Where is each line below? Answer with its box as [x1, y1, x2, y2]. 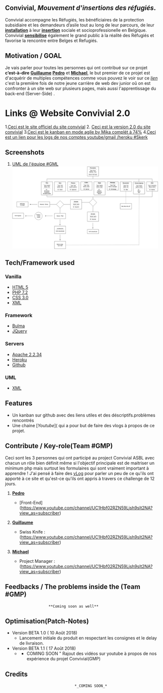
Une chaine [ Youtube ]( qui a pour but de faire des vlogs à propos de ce [12, 422, 155, 428]
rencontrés [12, 417, 34, 423]
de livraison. [19, 640, 44, 646]
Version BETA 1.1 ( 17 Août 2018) [12, 646, 76, 652]
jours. [5, 480, 16, 487]
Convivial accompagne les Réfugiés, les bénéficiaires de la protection [5, 17, 145, 22]
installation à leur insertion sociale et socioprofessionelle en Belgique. [5, 27, 147, 33]
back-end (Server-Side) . [5, 90, 55, 97]
